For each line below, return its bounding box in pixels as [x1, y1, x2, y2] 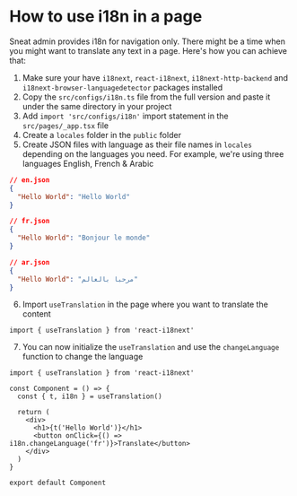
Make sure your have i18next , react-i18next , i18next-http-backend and [22, 72, 289, 83]
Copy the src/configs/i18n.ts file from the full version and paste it [22, 91, 271, 102]
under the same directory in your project [22, 100, 172, 111]
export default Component [9, 478, 106, 488]
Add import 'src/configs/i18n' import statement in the [22, 110, 229, 121]
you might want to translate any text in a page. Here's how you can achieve [9, 45, 287, 56]
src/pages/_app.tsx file [22, 119, 109, 131]
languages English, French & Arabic [22, 158, 154, 169]
